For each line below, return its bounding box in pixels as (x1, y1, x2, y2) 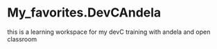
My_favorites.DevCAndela (7, 5, 162, 21)
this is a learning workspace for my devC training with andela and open (7, 28, 211, 36)
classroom (7, 35, 37, 43)
